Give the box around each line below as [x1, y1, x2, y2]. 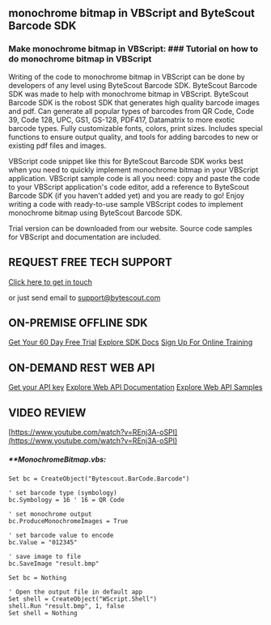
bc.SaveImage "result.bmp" [8, 560, 100, 568]
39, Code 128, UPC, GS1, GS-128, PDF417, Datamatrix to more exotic [8, 115, 235, 125]
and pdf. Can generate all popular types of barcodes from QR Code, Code [8, 106, 255, 116]
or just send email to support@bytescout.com [8, 293, 161, 302]
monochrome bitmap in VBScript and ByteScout [8, 6, 255, 20]
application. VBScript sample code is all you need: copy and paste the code [8, 173, 260, 183]
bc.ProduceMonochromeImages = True [8, 517, 129, 525]
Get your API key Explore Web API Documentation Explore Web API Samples [8, 382, 263, 392]
